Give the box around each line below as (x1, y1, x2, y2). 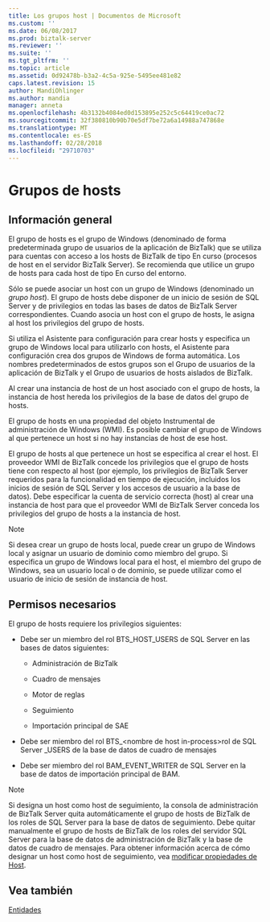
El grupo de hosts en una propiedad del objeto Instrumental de (8, 416, 215, 426)
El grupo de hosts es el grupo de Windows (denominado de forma (8, 234, 227, 244)
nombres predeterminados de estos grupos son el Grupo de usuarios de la (8, 360, 256, 369)
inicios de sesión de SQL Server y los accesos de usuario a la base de (8, 484, 241, 493)
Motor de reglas (31, 689, 85, 700)
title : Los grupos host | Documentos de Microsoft (8, 11, 182, 20)
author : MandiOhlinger (8, 86, 84, 95)
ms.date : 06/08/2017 (8, 27, 78, 35)
